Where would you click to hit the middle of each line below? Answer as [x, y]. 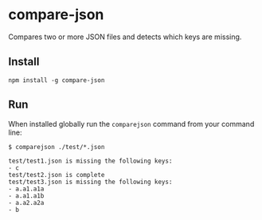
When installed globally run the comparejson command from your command [131, 124]
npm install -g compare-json [57, 80]
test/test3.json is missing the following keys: [90, 182]
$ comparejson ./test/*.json [57, 147]
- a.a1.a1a [26, 189]
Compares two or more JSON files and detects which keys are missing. [125, 37]
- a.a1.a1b [26, 196]
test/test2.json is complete [57, 175]
